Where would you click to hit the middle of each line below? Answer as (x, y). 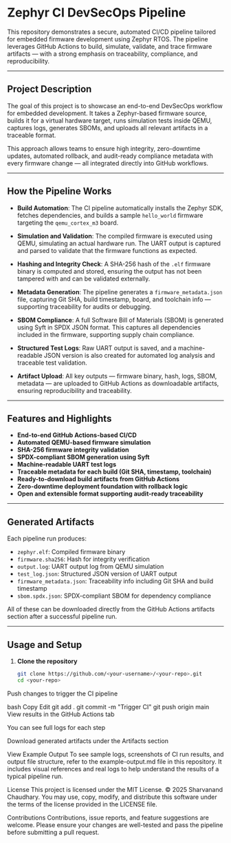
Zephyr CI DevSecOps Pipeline (97, 13)
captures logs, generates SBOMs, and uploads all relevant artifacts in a (108, 128)
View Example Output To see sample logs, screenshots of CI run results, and (115, 754)
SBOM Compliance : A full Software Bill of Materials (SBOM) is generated (120, 320)
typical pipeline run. (35, 776)
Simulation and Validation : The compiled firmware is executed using (115, 236)
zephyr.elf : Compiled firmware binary (71, 552)
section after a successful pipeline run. (62, 617)
